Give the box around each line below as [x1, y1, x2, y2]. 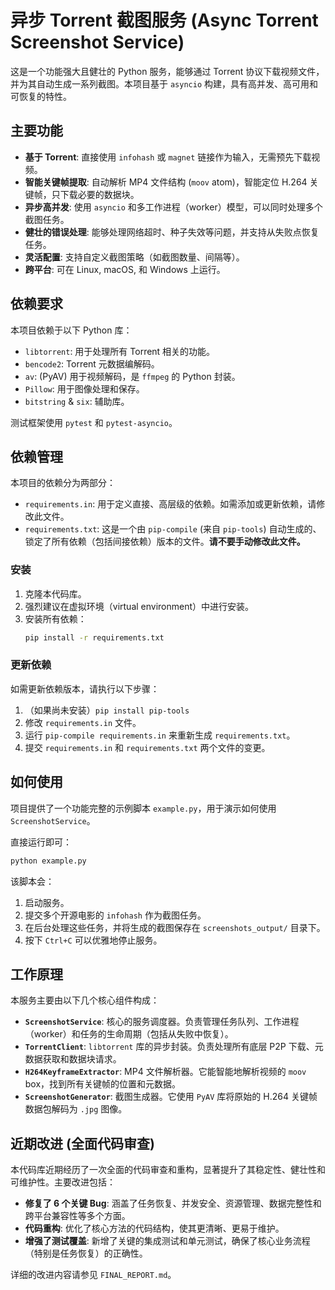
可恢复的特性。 [10, 90, 72, 102]
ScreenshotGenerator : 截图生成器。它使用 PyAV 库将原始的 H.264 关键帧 [24, 1091, 318, 1103]
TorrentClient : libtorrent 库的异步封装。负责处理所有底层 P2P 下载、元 [24, 1041, 324, 1053]
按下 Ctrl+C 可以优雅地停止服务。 [24, 934, 163, 946]
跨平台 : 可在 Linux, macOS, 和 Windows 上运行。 [24, 263, 226, 275]
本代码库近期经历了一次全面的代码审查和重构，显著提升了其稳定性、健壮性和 [10, 1164, 326, 1176]
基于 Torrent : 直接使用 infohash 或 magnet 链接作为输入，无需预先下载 [24, 151, 312, 163]
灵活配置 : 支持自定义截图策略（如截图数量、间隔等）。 [24, 251, 245, 263]
